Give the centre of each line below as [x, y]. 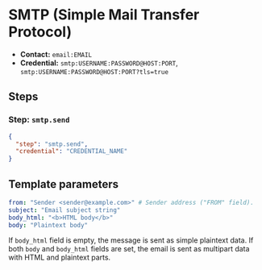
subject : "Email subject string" [64, 210]
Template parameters [64, 184]
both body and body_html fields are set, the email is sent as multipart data [129, 249]
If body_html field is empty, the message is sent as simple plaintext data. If [131, 240]
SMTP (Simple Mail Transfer [104, 15]
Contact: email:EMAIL [56, 54]
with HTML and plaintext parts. [60, 258]
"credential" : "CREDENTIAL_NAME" [72, 152]
